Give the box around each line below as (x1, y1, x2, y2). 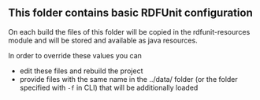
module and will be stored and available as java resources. (8, 35, 199, 45)
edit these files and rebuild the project (19, 66, 143, 76)
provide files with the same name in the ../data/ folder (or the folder (19, 74, 238, 83)
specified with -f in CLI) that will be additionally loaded (19, 83, 199, 92)
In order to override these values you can (8, 50, 142, 60)
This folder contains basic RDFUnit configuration (8, 6, 254, 20)
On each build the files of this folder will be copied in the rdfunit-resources (8, 27, 251, 36)
